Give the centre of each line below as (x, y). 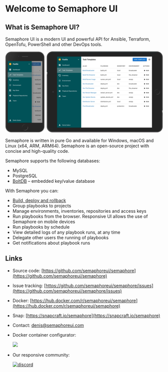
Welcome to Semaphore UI (61, 9)
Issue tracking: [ (29, 286)
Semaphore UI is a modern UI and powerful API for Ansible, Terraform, (78, 39)
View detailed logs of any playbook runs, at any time (66, 232)
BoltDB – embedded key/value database (53, 181)
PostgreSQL (25, 176)
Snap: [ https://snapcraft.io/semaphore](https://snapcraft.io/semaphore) (86, 316)
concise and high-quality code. (37, 151)
